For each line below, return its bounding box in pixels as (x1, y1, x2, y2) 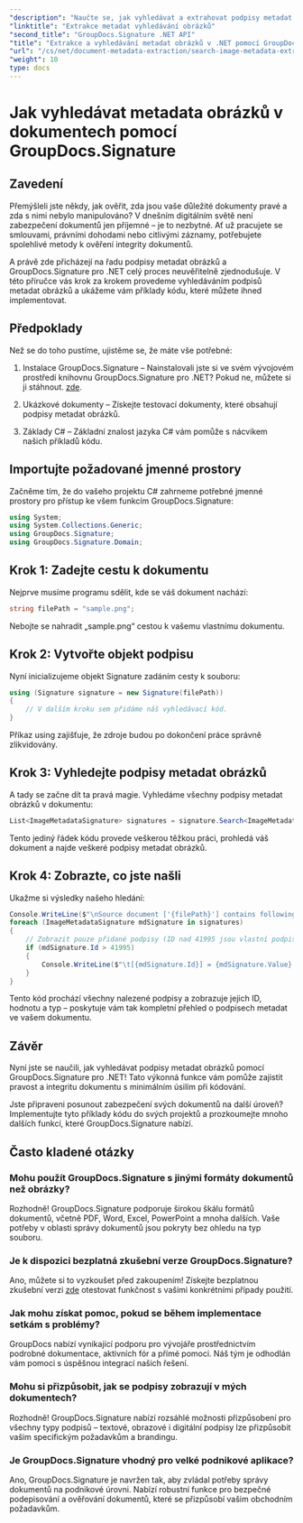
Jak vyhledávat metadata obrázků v (9, 103, 284, 123)
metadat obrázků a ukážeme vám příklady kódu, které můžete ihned (9, 285, 262, 296)
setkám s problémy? (9, 1318, 101, 1331)
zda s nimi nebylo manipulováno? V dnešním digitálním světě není (9, 209, 253, 221)
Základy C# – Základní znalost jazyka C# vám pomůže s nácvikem (22, 426, 268, 437)
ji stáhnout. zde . (22, 381, 83, 392)
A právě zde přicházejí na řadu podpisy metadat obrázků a (9, 256, 227, 267)
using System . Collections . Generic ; (9, 521, 143, 531)
